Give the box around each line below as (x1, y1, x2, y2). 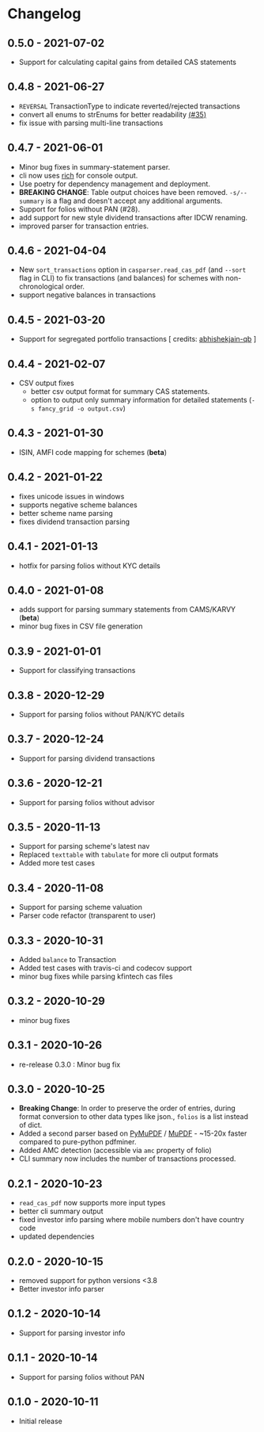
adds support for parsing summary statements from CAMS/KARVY (18, 605, 236, 614)
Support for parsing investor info (18, 1328, 126, 1338)
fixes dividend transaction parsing (18, 517, 130, 526)
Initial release (18, 1416, 62, 1426)
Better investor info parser (18, 1285, 104, 1294)
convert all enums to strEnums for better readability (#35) (18, 109, 207, 119)
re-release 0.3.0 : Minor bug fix (18, 1060, 121, 1069)
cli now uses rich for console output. (18, 170, 138, 180)
